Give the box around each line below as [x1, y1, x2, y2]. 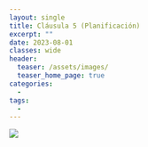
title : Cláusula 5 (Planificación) [9, 21, 141, 30]
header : [9, 54, 38, 63]
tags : [9, 95, 29, 105]
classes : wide [9, 46, 62, 55]
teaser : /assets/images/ [17, 63, 109, 72]
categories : [9, 79, 53, 88]
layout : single [9, 12, 66, 22]
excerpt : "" [9, 29, 53, 38]
